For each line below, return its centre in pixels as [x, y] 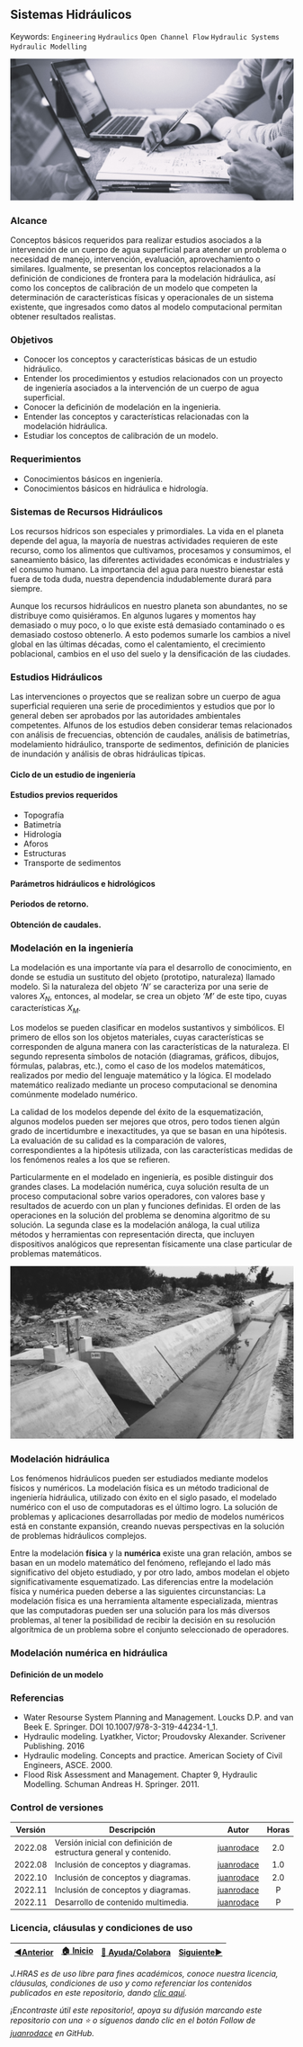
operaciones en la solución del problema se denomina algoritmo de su [140, 1215]
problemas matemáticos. [56, 1253]
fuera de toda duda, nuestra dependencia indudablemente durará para [141, 579]
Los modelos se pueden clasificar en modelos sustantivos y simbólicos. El [147, 1027]
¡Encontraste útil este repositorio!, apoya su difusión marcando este [136, 2010]
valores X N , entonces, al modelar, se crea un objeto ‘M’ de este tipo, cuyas [148, 997]
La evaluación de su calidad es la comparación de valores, [119, 1140]
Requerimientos [46, 460]
